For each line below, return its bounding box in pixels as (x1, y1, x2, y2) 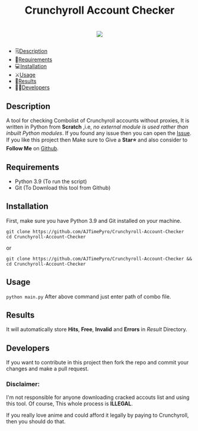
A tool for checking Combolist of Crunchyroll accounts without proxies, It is (6, 117, 190, 124)
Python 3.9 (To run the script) (14, 178, 87, 185)
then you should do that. (6, 417, 66, 425)
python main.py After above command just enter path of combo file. (6, 292, 171, 300)
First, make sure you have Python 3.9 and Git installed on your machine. (6, 217, 182, 224)
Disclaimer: (6, 380, 40, 388)
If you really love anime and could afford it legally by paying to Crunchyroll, (6, 411, 189, 419)
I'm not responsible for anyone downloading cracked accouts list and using (6, 394, 190, 401)
